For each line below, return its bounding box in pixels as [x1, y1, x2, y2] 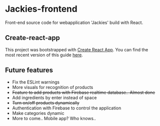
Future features [5, 66, 53, 74]
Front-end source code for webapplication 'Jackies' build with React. [5, 20, 143, 25]
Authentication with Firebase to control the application [12, 105, 121, 111]
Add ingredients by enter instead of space [12, 94, 97, 101]
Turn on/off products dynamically [12, 100, 80, 105]
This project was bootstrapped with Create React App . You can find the [5, 46, 148, 52]
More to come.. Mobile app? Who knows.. [12, 115, 96, 121]
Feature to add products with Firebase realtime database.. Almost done [12, 89, 155, 95]
